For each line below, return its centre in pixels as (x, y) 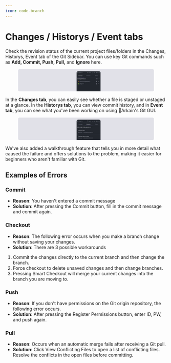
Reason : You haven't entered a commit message (64, 201)
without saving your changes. (44, 241)
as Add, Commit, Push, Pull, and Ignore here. (54, 62)
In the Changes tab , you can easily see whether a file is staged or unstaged (85, 99)
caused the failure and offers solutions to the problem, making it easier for (83, 153)
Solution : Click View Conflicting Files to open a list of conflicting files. (86, 350)
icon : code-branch (25, 11)
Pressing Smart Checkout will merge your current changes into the (83, 273)
